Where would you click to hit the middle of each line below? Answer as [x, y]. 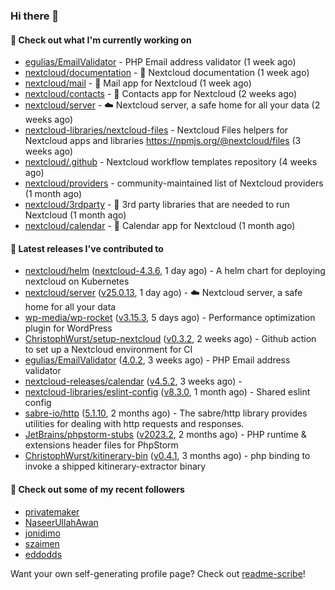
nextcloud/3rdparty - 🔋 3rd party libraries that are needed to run [157, 205]
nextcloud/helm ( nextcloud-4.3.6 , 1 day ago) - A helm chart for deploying [175, 271]
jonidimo [42, 533]
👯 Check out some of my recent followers [97, 489]
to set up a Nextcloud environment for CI [108, 350]
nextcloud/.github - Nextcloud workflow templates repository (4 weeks [171, 162]
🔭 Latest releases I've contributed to [87, 248]
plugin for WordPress [68, 328]
